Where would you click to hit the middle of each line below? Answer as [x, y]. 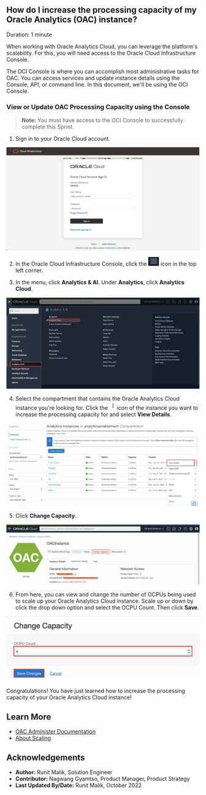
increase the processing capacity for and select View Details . [93, 414]
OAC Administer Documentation [55, 732]
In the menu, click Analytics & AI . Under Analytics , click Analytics [100, 283]
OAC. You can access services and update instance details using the [93, 78]
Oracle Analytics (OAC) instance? [72, 20]
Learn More [29, 717]
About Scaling [33, 738]
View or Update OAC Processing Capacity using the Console [98, 107]
